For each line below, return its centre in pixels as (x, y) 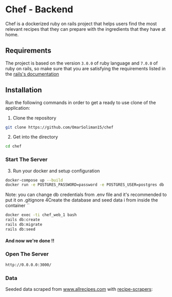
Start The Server (26, 160)
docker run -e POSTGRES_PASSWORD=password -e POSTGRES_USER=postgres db (85, 185)
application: (18, 108)
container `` (17, 206)
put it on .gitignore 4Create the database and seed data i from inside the (82, 200)
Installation (24, 90)
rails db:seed (21, 229)
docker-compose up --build (34, 180)
